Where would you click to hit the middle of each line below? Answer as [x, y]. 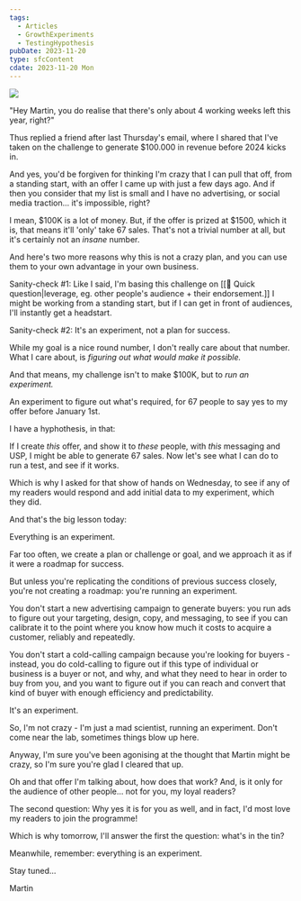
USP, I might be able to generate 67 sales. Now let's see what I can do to [144, 455]
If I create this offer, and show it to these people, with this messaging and [145, 446]
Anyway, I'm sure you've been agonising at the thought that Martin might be [150, 754]
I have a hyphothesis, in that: [62, 428]
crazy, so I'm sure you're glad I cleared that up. [97, 764]
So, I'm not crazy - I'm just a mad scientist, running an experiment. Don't [144, 727]
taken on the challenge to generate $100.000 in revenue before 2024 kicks [148, 147]
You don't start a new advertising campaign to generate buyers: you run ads [150, 608]
